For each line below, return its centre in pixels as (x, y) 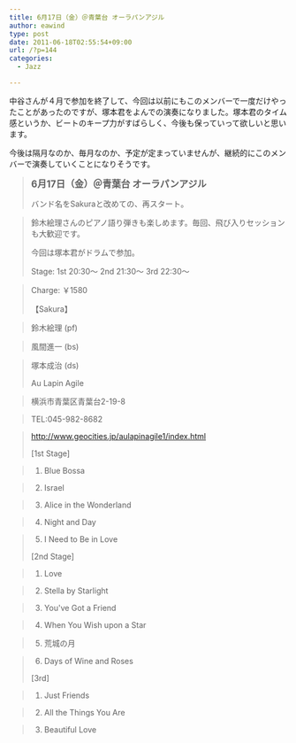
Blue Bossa (65, 470)
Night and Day (70, 522)
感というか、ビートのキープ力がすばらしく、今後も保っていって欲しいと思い (148, 123)
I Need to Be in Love (81, 539)
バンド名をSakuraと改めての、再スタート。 (110, 204)
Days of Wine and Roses (89, 661)
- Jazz (29, 67)
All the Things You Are (84, 712)
